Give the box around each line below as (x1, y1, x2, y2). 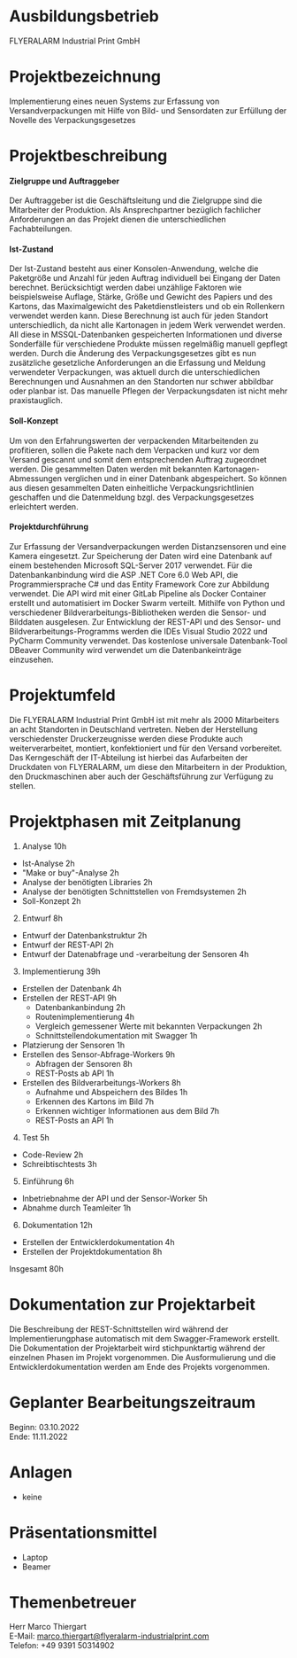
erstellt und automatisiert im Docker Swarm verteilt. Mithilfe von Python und (9, 597, 286, 608)
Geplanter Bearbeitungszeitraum (9, 1392, 256, 1413)
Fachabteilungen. (9, 223, 72, 234)
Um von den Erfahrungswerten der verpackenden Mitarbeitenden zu (9, 435, 259, 446)
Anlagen (9, 1462, 72, 1482)
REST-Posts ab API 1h (34, 1068, 115, 1078)
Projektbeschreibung (9, 146, 168, 166)
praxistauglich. (9, 395, 64, 406)
